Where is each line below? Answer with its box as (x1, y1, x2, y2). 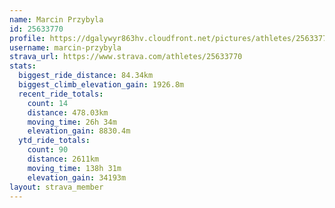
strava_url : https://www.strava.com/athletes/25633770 (9, 52, 243, 62)
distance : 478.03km (27, 107, 109, 118)
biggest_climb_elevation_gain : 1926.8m (18, 80, 185, 90)
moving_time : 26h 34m (27, 117, 117, 127)
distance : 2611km (27, 154, 100, 164)
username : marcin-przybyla (9, 42, 122, 53)
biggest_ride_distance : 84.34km (18, 71, 154, 81)
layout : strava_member (9, 182, 104, 192)
